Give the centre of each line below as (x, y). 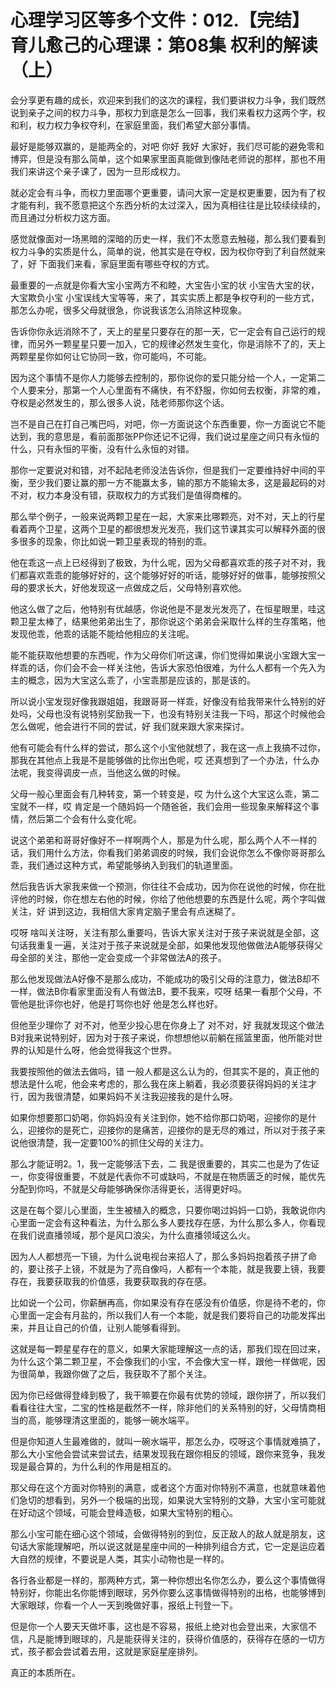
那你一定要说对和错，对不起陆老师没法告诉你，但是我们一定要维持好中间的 (163, 470)
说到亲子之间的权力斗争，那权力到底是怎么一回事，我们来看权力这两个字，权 (168, 112)
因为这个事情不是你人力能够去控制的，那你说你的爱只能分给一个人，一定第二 (168, 377)
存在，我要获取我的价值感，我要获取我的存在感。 (111, 1281)
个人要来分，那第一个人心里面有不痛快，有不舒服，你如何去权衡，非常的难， (168, 390)
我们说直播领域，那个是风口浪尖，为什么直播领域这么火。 (137, 1235)
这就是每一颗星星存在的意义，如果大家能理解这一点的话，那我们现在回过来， (168, 1348)
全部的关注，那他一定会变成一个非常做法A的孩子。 (122, 957)
